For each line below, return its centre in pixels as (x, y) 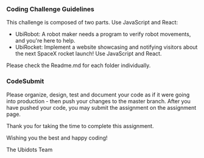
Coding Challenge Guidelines (50, 9)
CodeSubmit (25, 81)
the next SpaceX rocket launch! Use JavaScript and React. (88, 54)
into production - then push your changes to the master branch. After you (98, 101)
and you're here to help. (45, 41)
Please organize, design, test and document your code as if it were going (98, 95)
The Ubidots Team (30, 149)
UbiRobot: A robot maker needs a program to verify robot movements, (103, 34)
